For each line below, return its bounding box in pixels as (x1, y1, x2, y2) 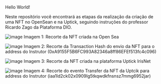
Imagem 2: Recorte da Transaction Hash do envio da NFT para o (24, 43, 155, 49)
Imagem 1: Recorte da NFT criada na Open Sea (24, 34, 120, 40)
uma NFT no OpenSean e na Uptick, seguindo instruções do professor (5, 19, 148, 25)
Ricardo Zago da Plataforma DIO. (5, 24, 72, 30)
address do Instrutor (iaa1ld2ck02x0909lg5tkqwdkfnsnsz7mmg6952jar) (5, 73, 151, 79)
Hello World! (5, 4, 31, 10)
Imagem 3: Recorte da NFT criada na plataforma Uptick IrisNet (24, 58, 151, 64)
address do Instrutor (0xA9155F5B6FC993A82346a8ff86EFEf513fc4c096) (5, 49, 157, 54)
